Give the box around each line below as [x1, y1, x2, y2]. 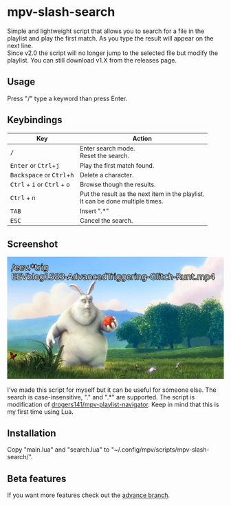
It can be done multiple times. [80, 197, 164, 206]
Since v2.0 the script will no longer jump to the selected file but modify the [7, 49, 219, 57]
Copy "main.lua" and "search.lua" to [7, 445, 110, 454]
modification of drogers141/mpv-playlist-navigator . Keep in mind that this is [7, 400, 219, 408]
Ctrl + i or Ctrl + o [10, 180, 70, 189]
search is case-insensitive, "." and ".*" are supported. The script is [7, 393, 195, 401]
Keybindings [7, 114, 63, 126]
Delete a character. [80, 170, 134, 179]
